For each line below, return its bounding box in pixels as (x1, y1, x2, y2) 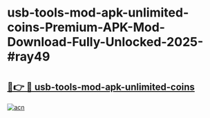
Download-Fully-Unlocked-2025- (7, 35, 204, 50)
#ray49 (7, 49, 50, 65)
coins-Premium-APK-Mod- (7, 19, 166, 35)
